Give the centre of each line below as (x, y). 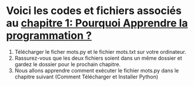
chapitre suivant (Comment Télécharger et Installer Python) (86, 77)
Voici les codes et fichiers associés (94, 11)
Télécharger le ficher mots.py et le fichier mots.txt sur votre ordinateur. (100, 51)
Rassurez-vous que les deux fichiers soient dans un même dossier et (98, 58)
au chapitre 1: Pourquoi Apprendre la (97, 23)
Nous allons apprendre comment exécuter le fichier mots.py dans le (97, 70)
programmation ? (49, 36)
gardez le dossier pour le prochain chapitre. (68, 64)
